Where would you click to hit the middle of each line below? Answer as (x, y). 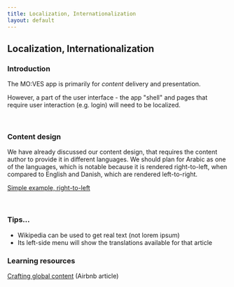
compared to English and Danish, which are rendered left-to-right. (103, 174)
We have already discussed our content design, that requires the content (112, 152)
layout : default (31, 20)
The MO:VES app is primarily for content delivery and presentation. (104, 84)
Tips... (19, 220)
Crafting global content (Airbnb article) (63, 276)
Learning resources (41, 260)
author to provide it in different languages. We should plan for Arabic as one (117, 159)
